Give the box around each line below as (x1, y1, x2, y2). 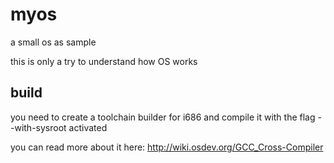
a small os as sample (10, 36, 97, 48)
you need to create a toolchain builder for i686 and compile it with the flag (10, 111, 316, 123)
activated (68, 121, 108, 133)
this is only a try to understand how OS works (10, 55, 198, 67)
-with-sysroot (10, 121, 67, 133)
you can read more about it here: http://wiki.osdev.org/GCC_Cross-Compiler (10, 141, 324, 153)
